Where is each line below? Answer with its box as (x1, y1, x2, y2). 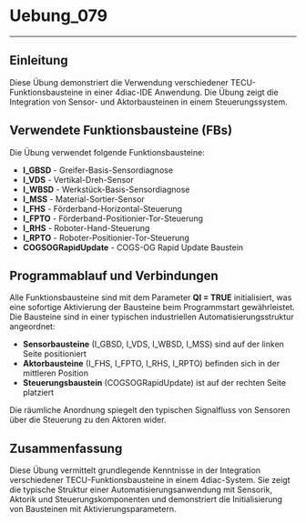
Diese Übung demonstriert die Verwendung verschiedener (9, 76, 229, 87)
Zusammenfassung (9, 440, 123, 456)
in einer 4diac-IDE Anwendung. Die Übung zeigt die (85, 86, 280, 97)
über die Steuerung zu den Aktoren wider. (9, 415, 167, 426)
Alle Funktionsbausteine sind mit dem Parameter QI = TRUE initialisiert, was (9, 292, 292, 303)
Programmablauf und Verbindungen (9, 267, 219, 283)
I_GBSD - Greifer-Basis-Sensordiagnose (22, 165, 174, 176)
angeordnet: (9, 321, 56, 332)
